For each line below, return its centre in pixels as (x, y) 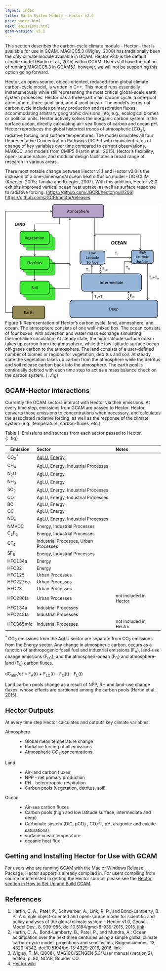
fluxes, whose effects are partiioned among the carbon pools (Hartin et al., (81, 689)
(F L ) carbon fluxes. (34, 663)
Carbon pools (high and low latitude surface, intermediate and (88, 812)
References (23, 899)
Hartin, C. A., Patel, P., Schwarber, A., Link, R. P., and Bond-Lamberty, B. (86, 911)
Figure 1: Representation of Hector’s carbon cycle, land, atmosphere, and (80, 323)
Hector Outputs (29, 710)
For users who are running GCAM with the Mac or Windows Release (74, 868)
